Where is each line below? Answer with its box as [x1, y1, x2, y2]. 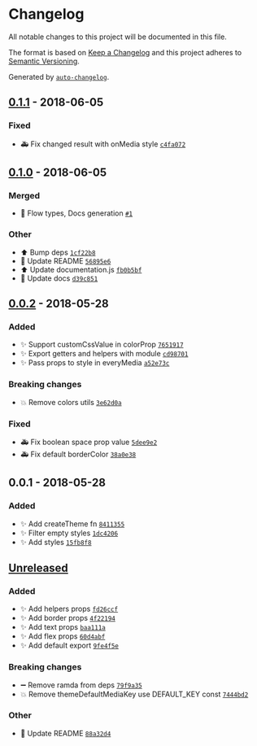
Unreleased [8, 561, 69, 574]
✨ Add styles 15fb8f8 [20, 537, 92, 547]
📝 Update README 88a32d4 [20, 728, 111, 738]
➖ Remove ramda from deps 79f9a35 [20, 680, 142, 690]
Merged [8, 190, 41, 201]
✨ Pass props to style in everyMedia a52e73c [20, 358, 170, 368]
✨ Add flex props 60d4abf [20, 631, 106, 641]
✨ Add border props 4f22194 [20, 613, 115, 623]
